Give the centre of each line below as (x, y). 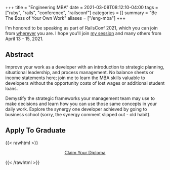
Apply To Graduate (35, 131)
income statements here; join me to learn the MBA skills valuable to (75, 78)
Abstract (19, 55)
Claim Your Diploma (85, 152)
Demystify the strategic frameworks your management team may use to (80, 98)
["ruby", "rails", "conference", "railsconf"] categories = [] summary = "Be (81, 13)
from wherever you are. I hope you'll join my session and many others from (83, 33)
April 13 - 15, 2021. (25, 39)
